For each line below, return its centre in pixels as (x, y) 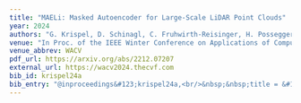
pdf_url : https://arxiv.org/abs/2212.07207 (92, 59)
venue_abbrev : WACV (46, 51)
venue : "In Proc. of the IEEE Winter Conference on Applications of (140, 43)
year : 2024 (30, 26)
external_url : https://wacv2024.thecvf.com (92, 68)
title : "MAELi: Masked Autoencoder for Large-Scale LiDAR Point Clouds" (148, 17)
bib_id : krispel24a (46, 76)
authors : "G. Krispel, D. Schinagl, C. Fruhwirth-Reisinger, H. (132, 34)
